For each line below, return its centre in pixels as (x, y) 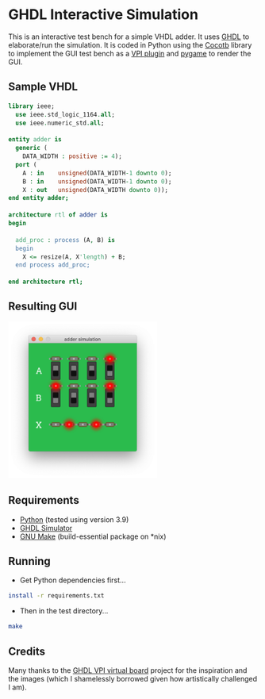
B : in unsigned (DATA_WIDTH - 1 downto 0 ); (97, 181)
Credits (27, 651)
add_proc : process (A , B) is (65, 240)
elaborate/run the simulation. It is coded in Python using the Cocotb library (130, 44)
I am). (17, 687)
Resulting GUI (43, 307)
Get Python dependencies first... (73, 580)
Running (30, 561)
